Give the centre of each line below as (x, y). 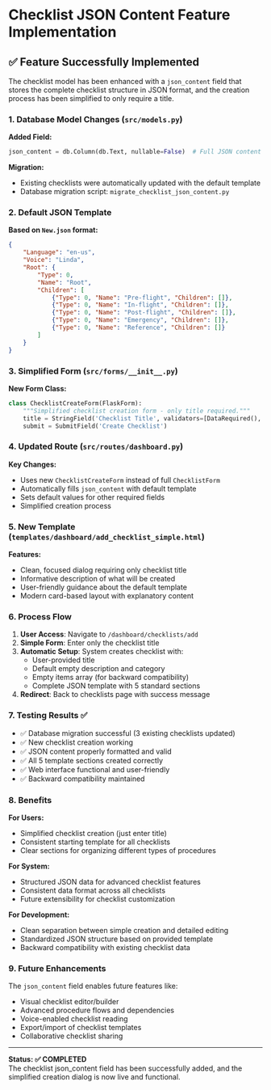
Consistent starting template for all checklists (95, 842)
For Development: (39, 915)
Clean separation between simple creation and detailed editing (124, 930)
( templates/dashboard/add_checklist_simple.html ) (107, 537)
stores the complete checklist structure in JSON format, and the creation (129, 90)
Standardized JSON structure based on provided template (117, 939)
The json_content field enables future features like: (93, 986)
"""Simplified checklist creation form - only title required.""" (137, 411)
